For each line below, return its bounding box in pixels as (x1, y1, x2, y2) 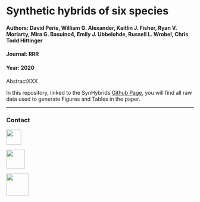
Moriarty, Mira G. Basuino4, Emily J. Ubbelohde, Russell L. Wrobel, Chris (6, 30, 189, 38)
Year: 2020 (6, 64, 35, 71)
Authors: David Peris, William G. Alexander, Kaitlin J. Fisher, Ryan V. (6, 24, 177, 31)
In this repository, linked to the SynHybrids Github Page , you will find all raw (6, 89, 192, 96)
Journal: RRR (6, 51, 39, 58)
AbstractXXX (6, 77, 38, 85)
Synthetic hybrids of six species (6, 4, 169, 18)
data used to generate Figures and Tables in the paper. (6, 95, 141, 102)
